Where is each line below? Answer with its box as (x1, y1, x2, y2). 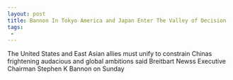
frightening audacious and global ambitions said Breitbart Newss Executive (7, 57, 227, 66)
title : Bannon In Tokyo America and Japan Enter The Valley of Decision (7, 17, 227, 24)
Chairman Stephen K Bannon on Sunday (7, 64, 125, 73)
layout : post (7, 10, 46, 18)
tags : (7, 23, 23, 30)
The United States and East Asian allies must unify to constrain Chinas (7, 50, 212, 58)
